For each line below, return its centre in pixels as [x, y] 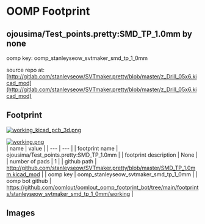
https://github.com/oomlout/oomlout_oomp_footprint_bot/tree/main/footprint [103, 187]
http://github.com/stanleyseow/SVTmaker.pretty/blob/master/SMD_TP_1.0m [101, 168]
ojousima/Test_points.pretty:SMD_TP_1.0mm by [99, 34]
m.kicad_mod [23, 174]
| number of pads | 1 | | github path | [52, 161]
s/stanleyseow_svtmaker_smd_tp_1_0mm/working [68, 193]
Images [21, 213]
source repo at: [25, 70]
